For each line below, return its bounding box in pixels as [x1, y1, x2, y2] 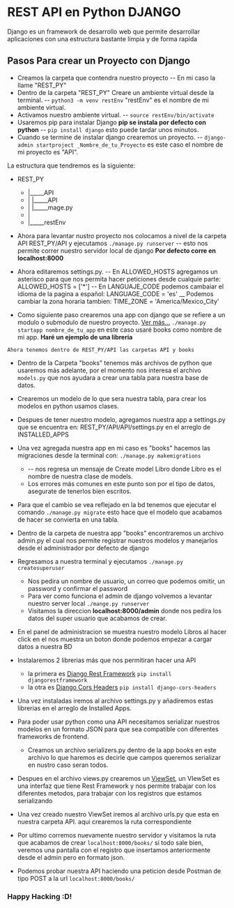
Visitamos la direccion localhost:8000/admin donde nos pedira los [27, 606, 221, 615]
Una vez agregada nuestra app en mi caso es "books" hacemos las [17, 444, 211, 452]
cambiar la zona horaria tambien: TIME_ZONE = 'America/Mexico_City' [17, 297, 219, 305]
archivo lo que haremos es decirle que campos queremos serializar [27, 753, 221, 761]
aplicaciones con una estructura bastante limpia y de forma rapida [7, 34, 198, 43]
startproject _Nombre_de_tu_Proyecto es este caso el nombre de [36, 140, 224, 149]
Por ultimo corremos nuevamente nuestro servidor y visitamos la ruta [17, 830, 217, 839]
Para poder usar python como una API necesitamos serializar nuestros [17, 717, 220, 726]
